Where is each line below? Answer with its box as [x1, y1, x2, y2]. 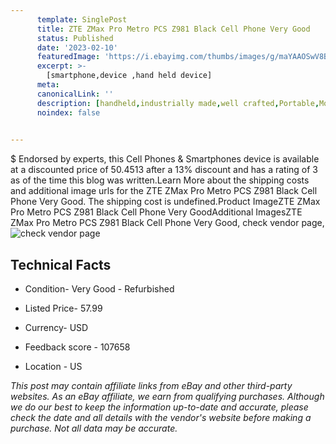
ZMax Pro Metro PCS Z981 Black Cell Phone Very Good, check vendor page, [10, 217, 325, 229]
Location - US [24, 361, 83, 373]
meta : [36, 80, 60, 90]
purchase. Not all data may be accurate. [10, 422, 178, 435]
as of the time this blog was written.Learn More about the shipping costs [10, 174, 310, 186]
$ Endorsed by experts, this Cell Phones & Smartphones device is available [10, 153, 320, 165]
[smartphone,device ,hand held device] [46, 71, 213, 81]
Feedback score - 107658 [24, 341, 131, 353]
